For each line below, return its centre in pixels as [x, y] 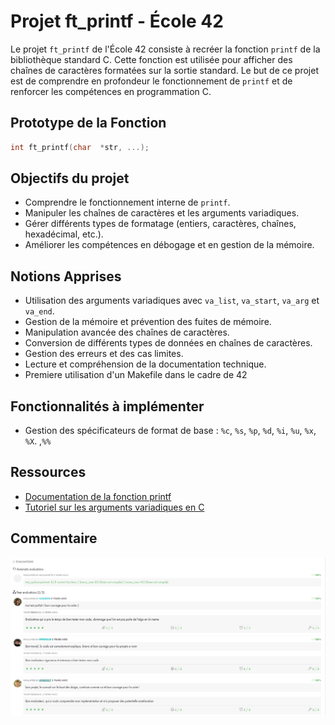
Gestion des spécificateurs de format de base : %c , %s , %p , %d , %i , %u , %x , [170, 431]
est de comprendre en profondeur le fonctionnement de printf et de [151, 81]
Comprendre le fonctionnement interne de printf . [127, 202]
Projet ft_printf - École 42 [117, 21]
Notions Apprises [66, 276]
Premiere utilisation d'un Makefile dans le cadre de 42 [136, 375]
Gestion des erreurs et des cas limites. [104, 354]
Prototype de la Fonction [88, 123]
